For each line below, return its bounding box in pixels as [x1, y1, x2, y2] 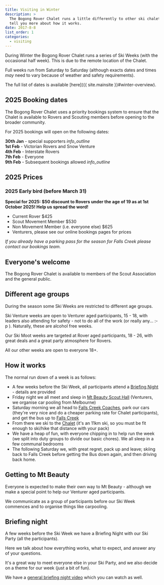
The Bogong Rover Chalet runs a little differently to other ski [9, 16, 145, 21]
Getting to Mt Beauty [5, 471, 70, 479]
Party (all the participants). [5, 536, 59, 542]
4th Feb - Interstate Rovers [5, 149, 60, 154]
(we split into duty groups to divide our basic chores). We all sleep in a [12, 435, 154, 441]
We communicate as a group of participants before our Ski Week [5, 498, 135, 504]
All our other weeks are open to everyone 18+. [5, 347, 98, 353]
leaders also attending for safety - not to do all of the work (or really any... [5, 318, 154, 324]
